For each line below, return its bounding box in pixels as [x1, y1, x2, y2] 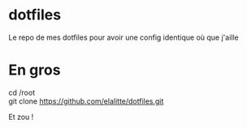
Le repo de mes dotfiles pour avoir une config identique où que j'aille [8, 32, 239, 42]
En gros [8, 61, 61, 79]
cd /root [8, 87, 35, 97]
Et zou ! [8, 112, 34, 122]
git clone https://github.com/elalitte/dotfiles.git [8, 96, 164, 106]
